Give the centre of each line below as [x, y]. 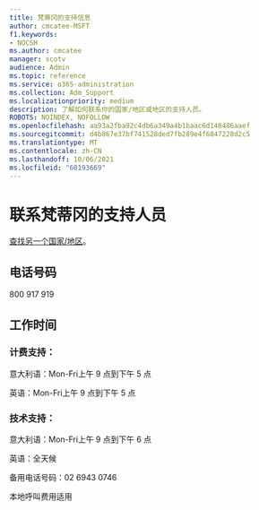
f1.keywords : [34, 34]
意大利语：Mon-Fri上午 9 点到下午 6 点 [81, 439]
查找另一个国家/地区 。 [50, 241]
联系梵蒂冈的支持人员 [88, 215]
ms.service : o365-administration [72, 84]
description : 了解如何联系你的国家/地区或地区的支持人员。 [108, 109]
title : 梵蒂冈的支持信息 [50, 17]
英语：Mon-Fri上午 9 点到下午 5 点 [73, 393]
